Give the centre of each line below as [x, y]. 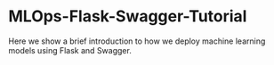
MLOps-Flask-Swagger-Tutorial [128, 16]
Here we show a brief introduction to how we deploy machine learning [137, 41]
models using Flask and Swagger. [70, 50]
